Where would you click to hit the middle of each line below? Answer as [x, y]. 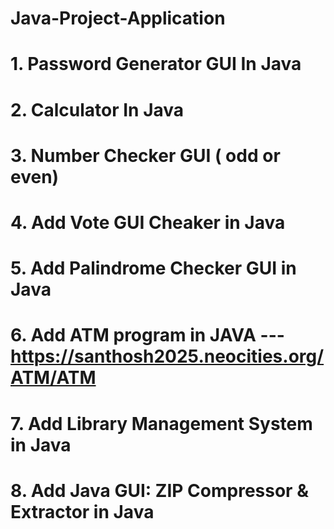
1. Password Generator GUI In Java [156, 64]
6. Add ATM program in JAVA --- [147, 335]
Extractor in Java [82, 511]
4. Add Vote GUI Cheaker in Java [148, 222]
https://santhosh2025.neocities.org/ [167, 356]
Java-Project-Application [118, 18]
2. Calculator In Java [97, 109]
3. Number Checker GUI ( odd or [145, 155]
